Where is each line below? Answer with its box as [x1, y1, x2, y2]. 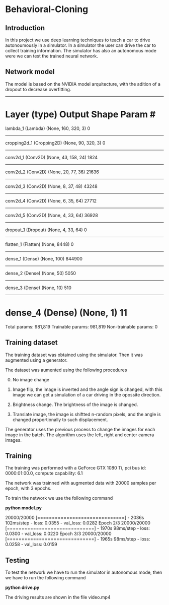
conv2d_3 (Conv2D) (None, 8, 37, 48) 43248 [5, 183, 98, 189]
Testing [5, 556, 30, 565]
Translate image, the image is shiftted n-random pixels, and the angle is [12, 411, 161, 417]
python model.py [5, 505, 42, 511]
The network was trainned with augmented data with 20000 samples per [5, 480, 156, 486]
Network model [5, 68, 55, 76]
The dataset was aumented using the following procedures [5, 367, 127, 373]
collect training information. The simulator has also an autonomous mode [5, 48, 157, 53]
